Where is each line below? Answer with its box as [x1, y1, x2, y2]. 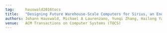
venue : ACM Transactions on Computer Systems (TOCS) [5, 20, 121, 26]
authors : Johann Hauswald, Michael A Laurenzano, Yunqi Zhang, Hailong [5, 16, 157, 21]
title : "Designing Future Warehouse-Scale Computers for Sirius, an [5, 12, 155, 16]
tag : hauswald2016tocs [5, 7, 61, 12]
